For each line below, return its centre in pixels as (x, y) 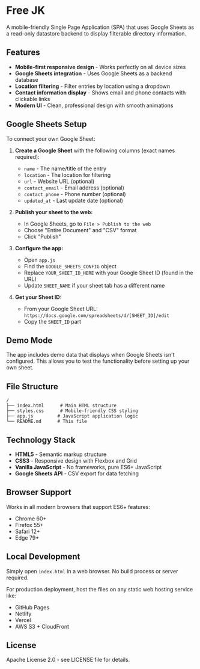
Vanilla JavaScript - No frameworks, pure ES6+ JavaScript (88, 467)
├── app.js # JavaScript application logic (72, 416)
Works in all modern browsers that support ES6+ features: (78, 507)
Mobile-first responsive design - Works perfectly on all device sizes (100, 67)
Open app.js (40, 260)
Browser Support (39, 492)
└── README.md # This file (47, 422)
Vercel (23, 620)
